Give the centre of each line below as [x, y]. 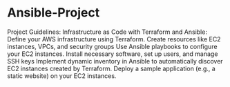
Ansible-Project [54, 13]
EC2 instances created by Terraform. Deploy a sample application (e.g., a [111, 68]
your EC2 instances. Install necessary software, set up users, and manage [113, 54]
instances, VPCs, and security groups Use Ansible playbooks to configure [112, 46]
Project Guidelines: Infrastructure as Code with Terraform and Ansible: [107, 32]
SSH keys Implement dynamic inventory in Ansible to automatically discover [115, 61]
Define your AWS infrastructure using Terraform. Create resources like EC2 [114, 39]
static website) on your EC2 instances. [62, 76]
